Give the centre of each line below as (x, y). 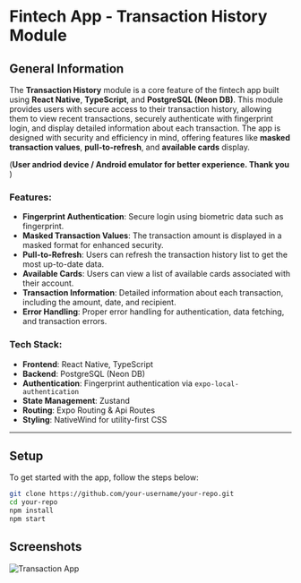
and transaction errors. (64, 322)
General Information (67, 69)
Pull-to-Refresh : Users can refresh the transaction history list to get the (155, 255)
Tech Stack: (36, 345)
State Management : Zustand (76, 400)
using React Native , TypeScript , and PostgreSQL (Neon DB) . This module (146, 99)
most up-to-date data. (63, 264)
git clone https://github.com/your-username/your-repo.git (122, 494)
